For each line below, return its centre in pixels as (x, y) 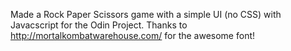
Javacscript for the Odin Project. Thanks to (99, 25)
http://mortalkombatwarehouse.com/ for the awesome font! (133, 35)
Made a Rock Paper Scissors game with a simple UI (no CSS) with (146, 14)
